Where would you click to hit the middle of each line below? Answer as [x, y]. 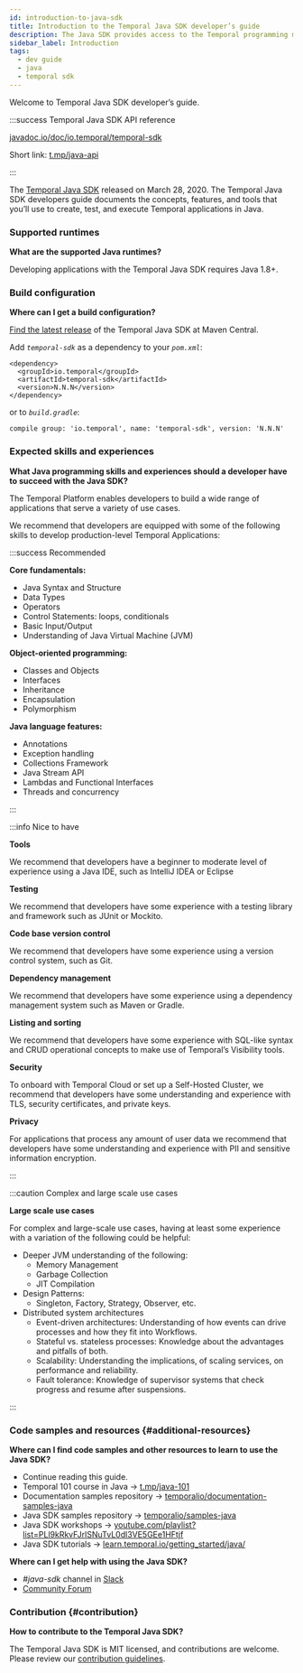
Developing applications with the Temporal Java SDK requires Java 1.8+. [144, 270]
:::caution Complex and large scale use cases [94, 1193]
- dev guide [40, 60]
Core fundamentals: [48, 570]
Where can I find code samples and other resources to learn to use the [144, 1449]
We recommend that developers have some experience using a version [142, 951]
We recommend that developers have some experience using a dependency [151, 995]
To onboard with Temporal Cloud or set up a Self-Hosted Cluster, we [137, 1084]
